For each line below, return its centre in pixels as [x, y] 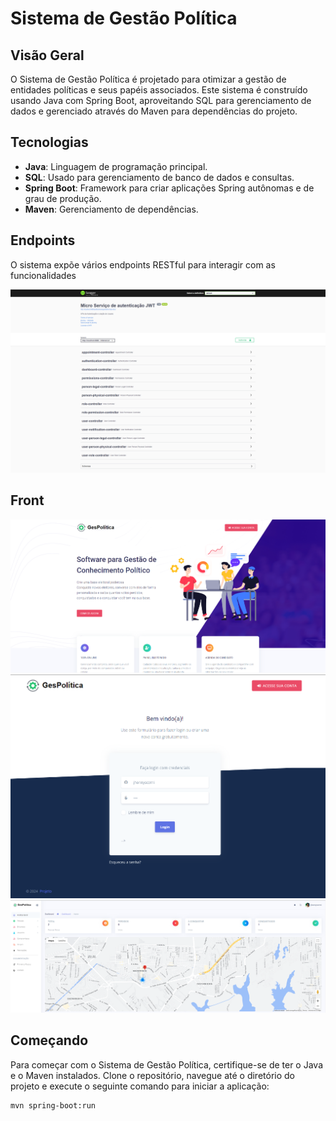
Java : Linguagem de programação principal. [116, 166]
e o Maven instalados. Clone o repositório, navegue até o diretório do [152, 1075]
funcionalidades [43, 275]
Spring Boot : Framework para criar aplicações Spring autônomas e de [169, 188]
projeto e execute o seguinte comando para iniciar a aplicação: [140, 1086]
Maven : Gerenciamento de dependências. [111, 209]
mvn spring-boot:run [53, 1105]
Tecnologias [49, 142]
